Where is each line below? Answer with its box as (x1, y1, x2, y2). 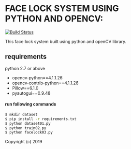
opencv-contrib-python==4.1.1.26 (12, 80, 79, 86)
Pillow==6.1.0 (12, 85, 39, 91)
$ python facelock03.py (5, 130, 53, 135)
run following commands (5, 101, 57, 107)
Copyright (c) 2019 (5, 139, 43, 145)
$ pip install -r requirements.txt (5, 117, 77, 121)
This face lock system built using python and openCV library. (5, 38, 127, 44)
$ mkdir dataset (5, 112, 38, 117)
